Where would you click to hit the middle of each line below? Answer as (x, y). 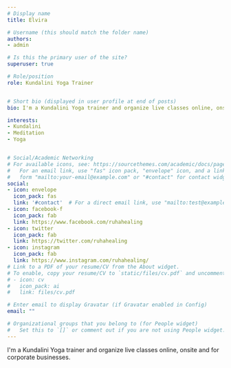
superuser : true (30, 64)
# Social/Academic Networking (51, 158)
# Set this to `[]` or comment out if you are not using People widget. (117, 330)
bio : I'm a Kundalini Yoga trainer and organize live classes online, (110, 108)
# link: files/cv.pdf (41, 293)
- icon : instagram (33, 248)
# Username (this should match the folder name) (78, 32)
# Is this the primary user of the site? (67, 58)
